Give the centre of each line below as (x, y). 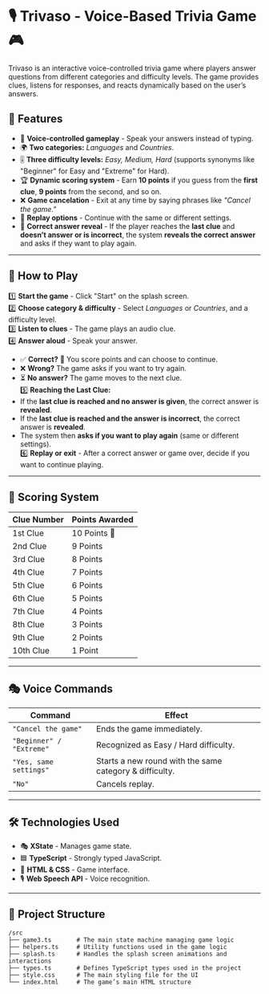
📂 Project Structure (57, 914)
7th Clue (28, 612)
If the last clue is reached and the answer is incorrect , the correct (130, 418)
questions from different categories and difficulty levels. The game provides (134, 76)
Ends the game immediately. (149, 729)
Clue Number (38, 519)
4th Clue (28, 572)
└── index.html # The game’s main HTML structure (100, 982)
